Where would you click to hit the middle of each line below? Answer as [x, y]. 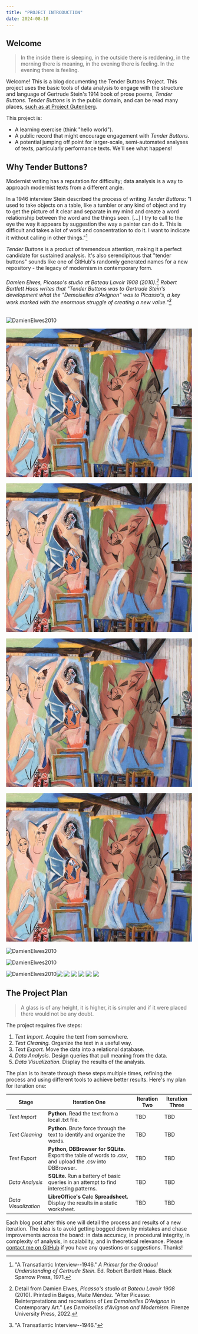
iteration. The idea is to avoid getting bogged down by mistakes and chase [97, 1228]
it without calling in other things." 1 [47, 237]
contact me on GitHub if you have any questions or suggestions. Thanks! [95, 1247]
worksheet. [62, 1209]
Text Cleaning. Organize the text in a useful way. [73, 1043]
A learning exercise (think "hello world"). [64, 129]
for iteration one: [26, 1086]
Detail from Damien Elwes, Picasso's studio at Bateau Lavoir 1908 [95, 1289]
